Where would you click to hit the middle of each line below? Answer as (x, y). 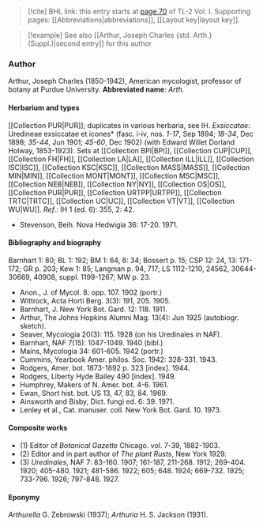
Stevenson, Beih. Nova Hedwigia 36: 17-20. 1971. (99, 224)
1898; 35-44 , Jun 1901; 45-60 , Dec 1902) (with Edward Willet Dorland (122, 142)
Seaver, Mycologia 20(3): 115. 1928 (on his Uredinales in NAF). (121, 334)
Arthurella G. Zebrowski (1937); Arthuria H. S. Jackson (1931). (108, 515)
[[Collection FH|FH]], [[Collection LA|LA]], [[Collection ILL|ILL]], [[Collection (131, 159)
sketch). (33, 326)
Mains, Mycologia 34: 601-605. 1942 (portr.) (91, 351)
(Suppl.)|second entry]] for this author (90, 43)
